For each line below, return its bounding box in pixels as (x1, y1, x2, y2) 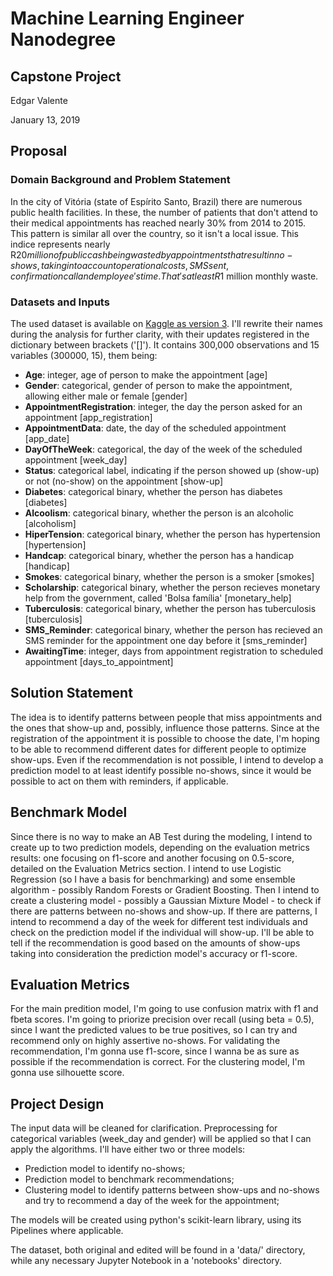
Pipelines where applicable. (10, 1225, 124, 1237)
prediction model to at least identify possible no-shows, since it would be (10, 764, 312, 776)
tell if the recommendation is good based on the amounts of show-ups (10, 937, 301, 949)
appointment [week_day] (24, 453, 128, 466)
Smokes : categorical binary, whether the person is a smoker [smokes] (24, 570, 315, 582)
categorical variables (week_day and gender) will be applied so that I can (10, 1133, 312, 1145)
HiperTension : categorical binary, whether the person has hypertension (24, 528, 321, 540)
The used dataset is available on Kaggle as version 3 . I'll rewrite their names (10, 317, 323, 329)
